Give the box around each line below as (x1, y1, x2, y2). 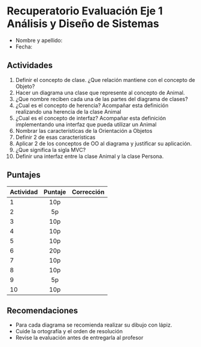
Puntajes (7, 170, 41, 180)
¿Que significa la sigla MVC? (15, 146, 86, 153)
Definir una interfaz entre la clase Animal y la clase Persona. (15, 153, 164, 160)
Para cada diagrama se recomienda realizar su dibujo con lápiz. (15, 321, 172, 328)
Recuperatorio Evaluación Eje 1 (7, 4, 163, 18)
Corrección (71, 187, 105, 196)
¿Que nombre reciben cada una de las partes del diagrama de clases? (15, 95, 188, 102)
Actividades (7, 60, 53, 71)
